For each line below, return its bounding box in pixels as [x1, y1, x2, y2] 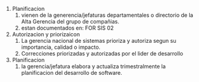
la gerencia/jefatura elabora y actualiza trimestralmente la [21, 63, 166, 70]
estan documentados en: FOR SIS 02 [21, 24, 114, 31]
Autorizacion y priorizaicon [12, 31, 80, 38]
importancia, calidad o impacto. [21, 43, 100, 51]
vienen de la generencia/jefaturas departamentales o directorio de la [21, 11, 194, 19]
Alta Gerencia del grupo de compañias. [21, 18, 120, 25]
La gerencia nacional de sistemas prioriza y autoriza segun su [21, 37, 176, 44]
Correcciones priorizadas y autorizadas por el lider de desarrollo [21, 50, 184, 57]
